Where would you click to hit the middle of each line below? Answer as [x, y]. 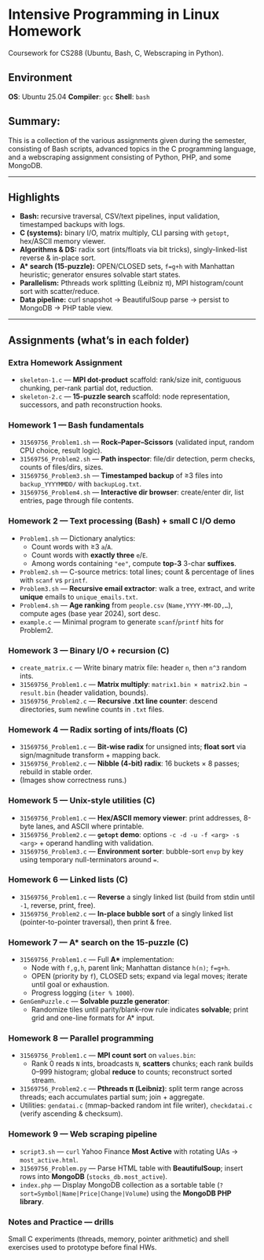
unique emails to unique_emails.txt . [79, 597]
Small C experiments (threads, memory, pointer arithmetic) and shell [119, 1239]
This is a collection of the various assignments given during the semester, [127, 140]
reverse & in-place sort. [58, 258]
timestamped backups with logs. [72, 225]
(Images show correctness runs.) [73, 781]
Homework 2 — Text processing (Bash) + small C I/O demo [122, 521]
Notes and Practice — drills [61, 1221]
